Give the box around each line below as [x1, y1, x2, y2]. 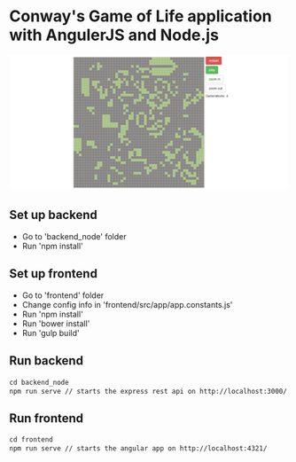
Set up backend [9, 208, 97, 223]
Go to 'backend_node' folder [21, 231, 127, 241]
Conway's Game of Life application [9, 6, 272, 27]
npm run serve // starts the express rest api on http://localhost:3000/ [9, 387, 288, 395]
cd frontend [9, 435, 53, 444]
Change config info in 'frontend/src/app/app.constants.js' [21, 299, 233, 309]
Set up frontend [9, 266, 97, 281]
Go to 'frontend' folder [21, 290, 105, 301]
